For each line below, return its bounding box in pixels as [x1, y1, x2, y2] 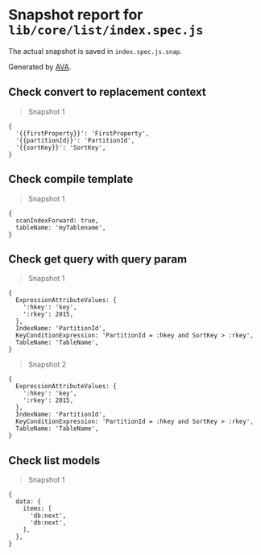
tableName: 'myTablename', [15, 223, 106, 231]
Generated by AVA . [8, 62, 72, 72]
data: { [15, 498, 42, 506]
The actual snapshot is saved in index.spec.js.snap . [8, 46, 183, 56]
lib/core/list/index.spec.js [8, 23, 204, 38]
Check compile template [8, 172, 134, 186]
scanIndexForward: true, [15, 216, 99, 225]
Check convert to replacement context [8, 85, 207, 99]
